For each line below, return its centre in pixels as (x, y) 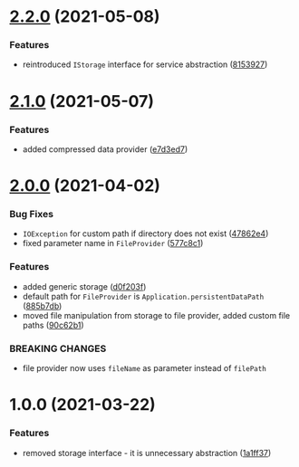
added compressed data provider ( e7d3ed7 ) (105, 149)
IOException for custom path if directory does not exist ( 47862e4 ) (145, 233)
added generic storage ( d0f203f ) (84, 286)
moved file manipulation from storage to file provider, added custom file (156, 315)
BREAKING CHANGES (58, 348)
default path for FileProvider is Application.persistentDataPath (143, 296)
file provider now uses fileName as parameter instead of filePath (145, 368)
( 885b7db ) (42, 306)
